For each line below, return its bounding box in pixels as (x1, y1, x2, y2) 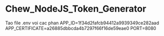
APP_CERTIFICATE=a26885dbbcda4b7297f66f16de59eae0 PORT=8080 (5, 25, 156, 31)
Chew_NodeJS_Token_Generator (5, 3, 147, 15)
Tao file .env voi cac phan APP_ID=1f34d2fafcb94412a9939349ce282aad (5, 20, 159, 26)
